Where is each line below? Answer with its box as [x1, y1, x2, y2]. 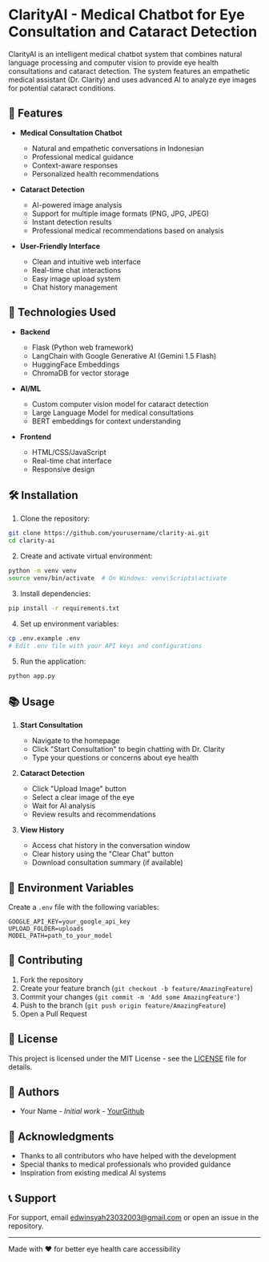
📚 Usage [8, 695, 55, 708]
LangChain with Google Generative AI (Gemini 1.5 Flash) [31, 351, 217, 360]
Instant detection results [31, 217, 112, 226]
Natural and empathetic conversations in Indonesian [31, 143, 204, 153]
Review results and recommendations [31, 810, 156, 819]
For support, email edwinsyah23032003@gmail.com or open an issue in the [8, 1213, 259, 1223]
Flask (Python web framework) [31, 343, 134, 352]
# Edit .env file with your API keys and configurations [8, 642, 203, 650]
